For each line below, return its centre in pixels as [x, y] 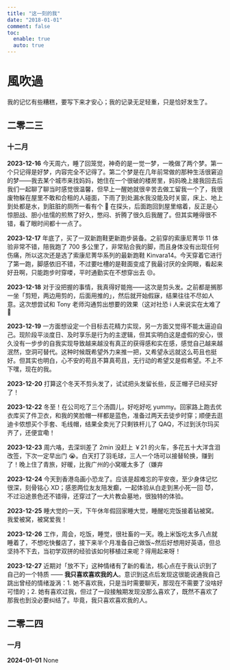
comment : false [29, 26]
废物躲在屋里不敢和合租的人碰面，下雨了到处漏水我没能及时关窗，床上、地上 [115, 197]
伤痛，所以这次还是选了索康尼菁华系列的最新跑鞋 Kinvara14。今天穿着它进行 [115, 255]
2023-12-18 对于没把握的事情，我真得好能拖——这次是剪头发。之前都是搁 [112, 287]
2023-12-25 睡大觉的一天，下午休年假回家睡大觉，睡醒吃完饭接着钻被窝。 [112, 511]
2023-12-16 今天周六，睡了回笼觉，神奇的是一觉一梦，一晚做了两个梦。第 [112, 163]
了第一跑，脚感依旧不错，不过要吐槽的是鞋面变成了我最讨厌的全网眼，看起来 [115, 264]
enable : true [32, 39]
